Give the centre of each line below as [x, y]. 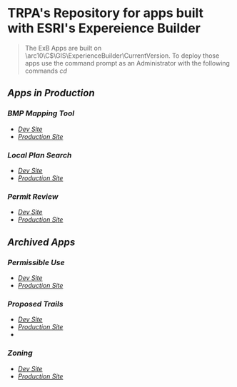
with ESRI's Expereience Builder [104, 28]
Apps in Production [51, 93]
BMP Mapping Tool [41, 113]
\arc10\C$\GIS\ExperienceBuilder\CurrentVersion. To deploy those [122, 56]
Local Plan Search [40, 155]
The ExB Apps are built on [63, 48]
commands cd [46, 71]
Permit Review [33, 196]
